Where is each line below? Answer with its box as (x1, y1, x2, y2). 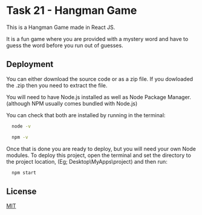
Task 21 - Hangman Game (6, 4, 137, 18)
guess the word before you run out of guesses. (6, 42, 123, 49)
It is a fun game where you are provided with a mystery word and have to (6, 35, 189, 42)
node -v (11, 123, 31, 129)
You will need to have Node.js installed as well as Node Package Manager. (6, 93, 192, 100)
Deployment (6, 59, 54, 69)
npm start (11, 170, 36, 176)
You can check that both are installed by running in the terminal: (6, 111, 166, 118)
